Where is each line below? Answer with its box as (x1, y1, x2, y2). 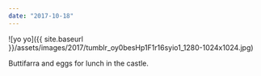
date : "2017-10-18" (8, 11, 74, 20)
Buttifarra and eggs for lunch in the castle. (8, 58, 149, 68)
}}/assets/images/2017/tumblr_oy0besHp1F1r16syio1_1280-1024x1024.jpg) (8, 42, 254, 53)
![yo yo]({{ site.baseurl (8, 34, 83, 44)
